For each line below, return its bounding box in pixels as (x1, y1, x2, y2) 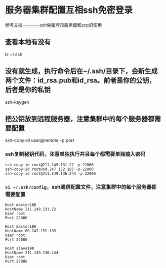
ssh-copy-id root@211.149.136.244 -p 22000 (5, 171, 96, 176)
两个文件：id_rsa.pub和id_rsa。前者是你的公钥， (5, 76, 156, 85)
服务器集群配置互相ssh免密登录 (5, 4, 133, 16)
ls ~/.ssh (5, 51, 23, 57)
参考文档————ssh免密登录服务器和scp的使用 (5, 22, 102, 28)
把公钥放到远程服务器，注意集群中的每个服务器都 (5, 115, 155, 123)
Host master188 (5, 202, 37, 207)
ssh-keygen (5, 99, 30, 105)
